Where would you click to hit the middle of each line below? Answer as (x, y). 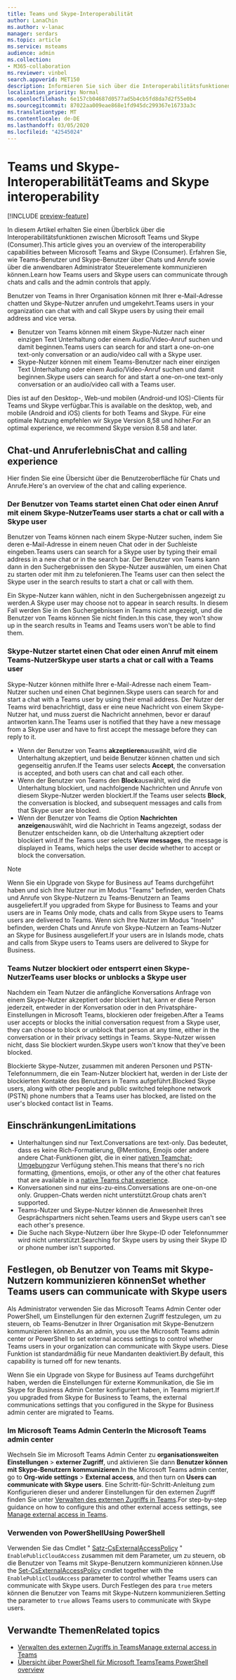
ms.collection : (29, 60)
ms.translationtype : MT (42, 112)
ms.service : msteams (38, 47)
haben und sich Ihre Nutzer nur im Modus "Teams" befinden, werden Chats (117, 890)
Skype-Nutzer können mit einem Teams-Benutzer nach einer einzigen (118, 362)
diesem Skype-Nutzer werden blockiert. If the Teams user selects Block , (122, 795)
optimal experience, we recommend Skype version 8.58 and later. (102, 428)
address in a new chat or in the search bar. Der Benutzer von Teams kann (113, 559)
